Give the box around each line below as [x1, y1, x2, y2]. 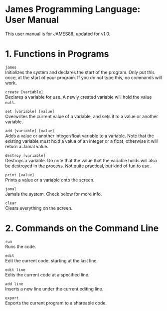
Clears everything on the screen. [5, 205, 73, 211]
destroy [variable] [5, 153, 46, 158]
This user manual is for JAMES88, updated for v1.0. [5, 31, 111, 37]
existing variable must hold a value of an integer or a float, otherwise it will [5, 138, 158, 144]
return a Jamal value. [5, 143, 49, 149]
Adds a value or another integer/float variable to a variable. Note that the [5, 133, 155, 139]
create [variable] [5, 89, 43, 95]
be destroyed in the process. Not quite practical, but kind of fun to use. [5, 163, 151, 169]
